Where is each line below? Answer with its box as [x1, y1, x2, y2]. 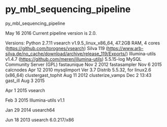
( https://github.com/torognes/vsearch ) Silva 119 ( [5, 45, 108, 51]
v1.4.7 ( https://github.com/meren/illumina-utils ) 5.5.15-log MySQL [5, 56, 142, 62]
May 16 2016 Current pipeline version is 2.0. [5, 30, 97, 36]
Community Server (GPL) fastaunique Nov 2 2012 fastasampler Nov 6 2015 [5, 61, 162, 67]
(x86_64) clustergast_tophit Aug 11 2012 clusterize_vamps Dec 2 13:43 [5, 72, 152, 78]
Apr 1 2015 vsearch [5, 87, 46, 93]
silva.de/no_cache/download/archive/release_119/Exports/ [5, 51, 127, 57]
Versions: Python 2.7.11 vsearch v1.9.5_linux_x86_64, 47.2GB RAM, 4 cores [5, 39, 160, 46]
